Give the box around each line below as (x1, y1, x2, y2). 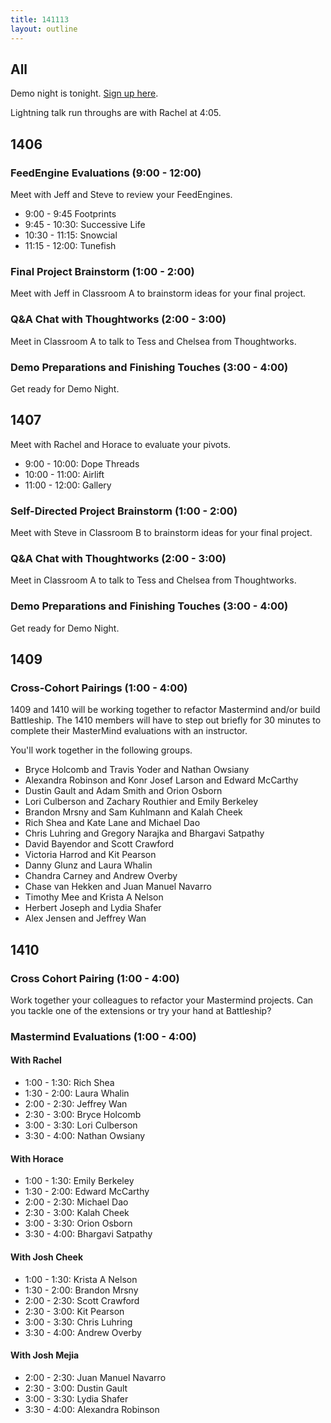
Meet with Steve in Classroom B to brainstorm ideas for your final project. (10, 527, 313, 538)
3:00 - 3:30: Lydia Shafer (24, 1392, 129, 1405)
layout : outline (10, 24, 78, 34)
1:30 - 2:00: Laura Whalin (24, 1087, 130, 1100)
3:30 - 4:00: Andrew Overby (24, 1326, 142, 1338)
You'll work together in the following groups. (10, 744, 193, 756)
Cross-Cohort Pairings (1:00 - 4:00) (10, 681, 188, 695)
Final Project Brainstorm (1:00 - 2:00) (10, 264, 195, 278)
